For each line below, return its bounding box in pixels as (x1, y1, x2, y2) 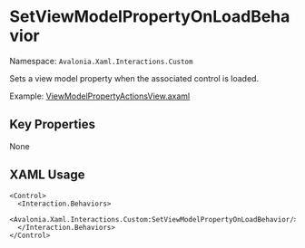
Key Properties (9, 117, 95, 132)
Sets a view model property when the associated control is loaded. (9, 72, 260, 83)
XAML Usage (9, 167, 85, 183)
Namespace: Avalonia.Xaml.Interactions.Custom (9, 55, 193, 66)
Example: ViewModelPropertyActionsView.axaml (9, 91, 191, 101)
